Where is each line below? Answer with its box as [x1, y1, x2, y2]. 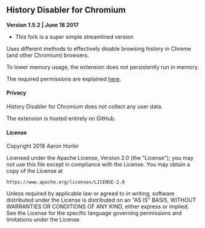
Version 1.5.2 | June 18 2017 [6, 21, 79, 28]
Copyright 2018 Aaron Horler [6, 142, 79, 150]
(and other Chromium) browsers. [6, 51, 90, 59]
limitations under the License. [6, 216, 81, 223]
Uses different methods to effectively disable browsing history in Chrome [6, 45, 191, 52]
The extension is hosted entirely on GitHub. [6, 115, 116, 122]
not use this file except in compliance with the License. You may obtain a [6, 161, 190, 168]
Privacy [6, 89, 26, 97]
